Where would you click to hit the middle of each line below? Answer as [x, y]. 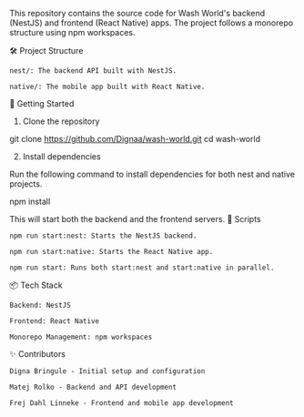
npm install [30, 201]
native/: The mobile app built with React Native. [107, 86]
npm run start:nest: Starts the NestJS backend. [103, 236]
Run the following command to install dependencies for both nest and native [152, 174]
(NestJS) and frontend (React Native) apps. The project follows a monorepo [152, 23]
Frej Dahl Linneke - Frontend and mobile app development [122, 403]
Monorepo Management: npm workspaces [81, 337]
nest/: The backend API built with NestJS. [93, 71]
